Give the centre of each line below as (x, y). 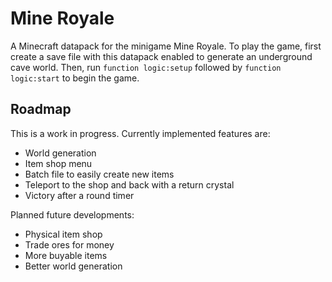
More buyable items (66, 255)
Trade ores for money (69, 244)
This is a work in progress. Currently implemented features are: (140, 133)
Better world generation (73, 266)
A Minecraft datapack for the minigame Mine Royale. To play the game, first (166, 46)
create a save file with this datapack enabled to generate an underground (161, 56)
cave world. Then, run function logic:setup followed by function (146, 67)
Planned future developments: (72, 214)
